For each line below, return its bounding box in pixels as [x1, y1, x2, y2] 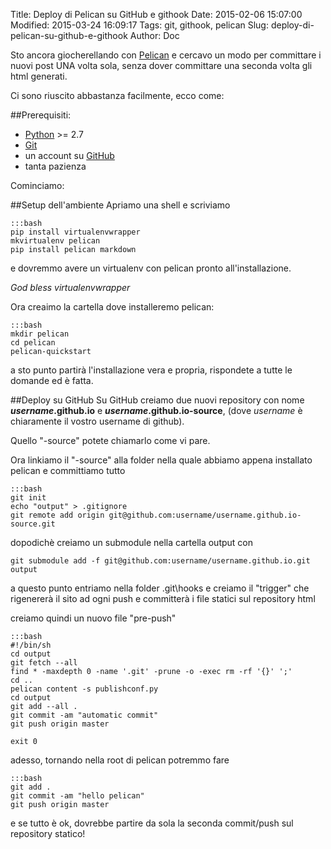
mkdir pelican [10, 329, 70, 339]
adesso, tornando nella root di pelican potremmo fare [10, 754, 230, 766]
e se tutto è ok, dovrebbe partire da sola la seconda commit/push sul [10, 817, 294, 829]
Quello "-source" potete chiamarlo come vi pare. [10, 435, 211, 446]
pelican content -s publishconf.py [10, 684, 159, 694]
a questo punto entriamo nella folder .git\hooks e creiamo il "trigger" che [10, 582, 310, 594]
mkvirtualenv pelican [10, 236, 101, 246]
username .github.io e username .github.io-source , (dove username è [10, 405, 303, 416]
